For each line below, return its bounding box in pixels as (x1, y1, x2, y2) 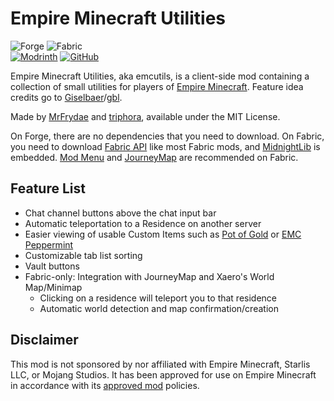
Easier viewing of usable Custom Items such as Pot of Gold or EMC (24, 228, 302, 240)
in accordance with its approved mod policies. (10, 379, 200, 391)
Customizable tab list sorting (24, 249, 143, 261)
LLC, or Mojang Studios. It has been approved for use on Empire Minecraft (10, 368, 317, 381)
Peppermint (24, 238, 74, 251)
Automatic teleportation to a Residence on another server (24, 217, 262, 229)
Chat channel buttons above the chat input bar (24, 207, 217, 219)
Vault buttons (24, 260, 80, 272)
